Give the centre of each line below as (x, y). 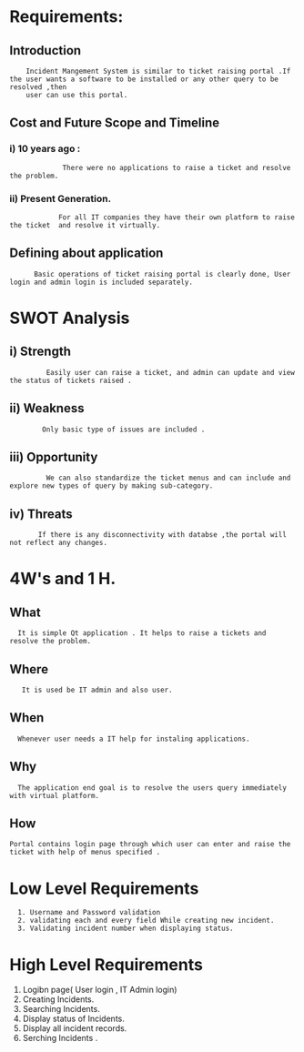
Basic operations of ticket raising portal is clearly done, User (162, 274)
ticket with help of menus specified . (85, 853)
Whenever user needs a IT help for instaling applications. (134, 739)
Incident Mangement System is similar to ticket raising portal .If (158, 71)
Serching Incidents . (60, 1038)
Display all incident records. (75, 1028)
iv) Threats (41, 514)
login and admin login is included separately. (101, 282)
